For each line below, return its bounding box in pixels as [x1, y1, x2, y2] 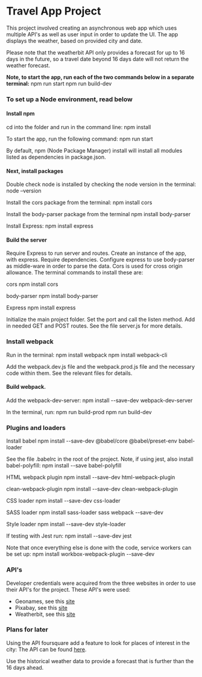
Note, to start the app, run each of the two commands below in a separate [6, 73, 195, 81]
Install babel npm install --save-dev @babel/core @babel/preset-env [6, 437, 178, 444]
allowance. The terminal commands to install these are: [6, 269, 144, 276]
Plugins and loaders [6, 423, 66, 432]
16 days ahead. [6, 664, 44, 671]
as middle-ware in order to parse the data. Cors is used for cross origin [6, 262, 183, 270]
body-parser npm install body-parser [6, 292, 98, 300]
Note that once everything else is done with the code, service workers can [6, 544, 192, 552]
